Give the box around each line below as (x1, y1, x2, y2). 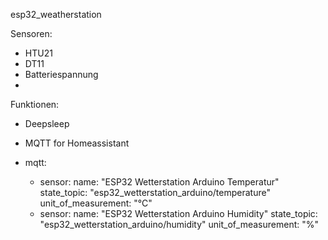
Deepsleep (24, 118, 70, 129)
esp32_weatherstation (10, 9, 102, 20)
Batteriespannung (24, 69, 99, 80)
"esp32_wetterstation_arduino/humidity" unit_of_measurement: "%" (39, 219, 320, 230)
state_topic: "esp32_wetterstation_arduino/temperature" (39, 187, 271, 198)
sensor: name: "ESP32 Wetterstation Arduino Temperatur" (39, 176, 280, 188)
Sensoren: (10, 28, 53, 39)
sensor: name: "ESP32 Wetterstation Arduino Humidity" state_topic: (39, 208, 318, 219)
